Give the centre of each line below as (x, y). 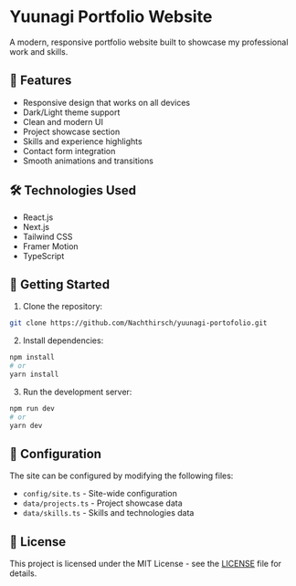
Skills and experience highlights (83, 141)
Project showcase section (71, 131)
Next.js (36, 226)
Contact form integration (69, 151)
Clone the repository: (63, 307)
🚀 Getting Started (60, 284)
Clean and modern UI (63, 121)
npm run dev (32, 408)
